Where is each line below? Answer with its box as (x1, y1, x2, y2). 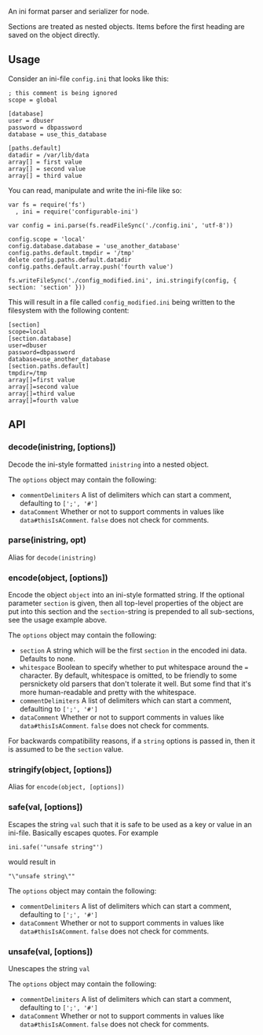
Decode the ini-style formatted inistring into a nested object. (8, 460, 210, 469)
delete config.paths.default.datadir (8, 256, 132, 264)
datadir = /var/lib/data (8, 151, 89, 159)
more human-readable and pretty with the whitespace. (19, 688, 196, 697)
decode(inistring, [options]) (8, 442, 116, 453)
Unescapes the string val (8, 963, 90, 973)
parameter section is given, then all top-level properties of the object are (8, 598, 243, 608)
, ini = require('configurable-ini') (15, 208, 139, 216)
